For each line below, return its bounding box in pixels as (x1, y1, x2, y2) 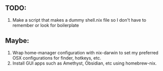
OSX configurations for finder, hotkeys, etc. (12, 55, 101, 61)
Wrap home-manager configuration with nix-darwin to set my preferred (12, 49, 159, 56)
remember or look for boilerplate (12, 22, 80, 28)
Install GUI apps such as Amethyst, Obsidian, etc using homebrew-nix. (12, 60, 157, 66)
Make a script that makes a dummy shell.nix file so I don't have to (12, 17, 147, 23)
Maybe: (5, 36, 29, 45)
